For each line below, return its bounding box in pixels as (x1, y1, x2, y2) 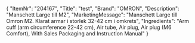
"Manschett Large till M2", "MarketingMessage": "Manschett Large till (6, 11, 178, 18)
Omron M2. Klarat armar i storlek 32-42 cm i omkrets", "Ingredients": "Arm (6, 18, 190, 24)
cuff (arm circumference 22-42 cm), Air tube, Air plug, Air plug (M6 (6, 24, 172, 31)
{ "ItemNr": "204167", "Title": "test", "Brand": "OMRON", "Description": (6, 5, 180, 12)
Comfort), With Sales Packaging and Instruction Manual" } (6, 30, 149, 37)
